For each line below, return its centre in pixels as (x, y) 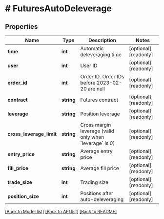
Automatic (92, 48)
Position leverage (100, 114)
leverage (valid (97, 131)
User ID (89, 66)
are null (96, 89)
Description (102, 40)
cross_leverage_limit (32, 134)
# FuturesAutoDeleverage (59, 9)
